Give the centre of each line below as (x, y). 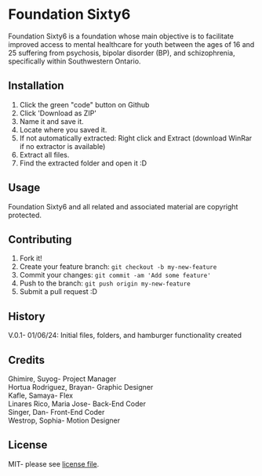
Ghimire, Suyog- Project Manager (62, 379)
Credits (27, 360)
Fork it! (31, 258)
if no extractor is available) (62, 146)
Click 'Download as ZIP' (58, 113)
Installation (36, 86)
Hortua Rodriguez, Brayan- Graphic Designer (81, 387)
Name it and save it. (51, 121)
